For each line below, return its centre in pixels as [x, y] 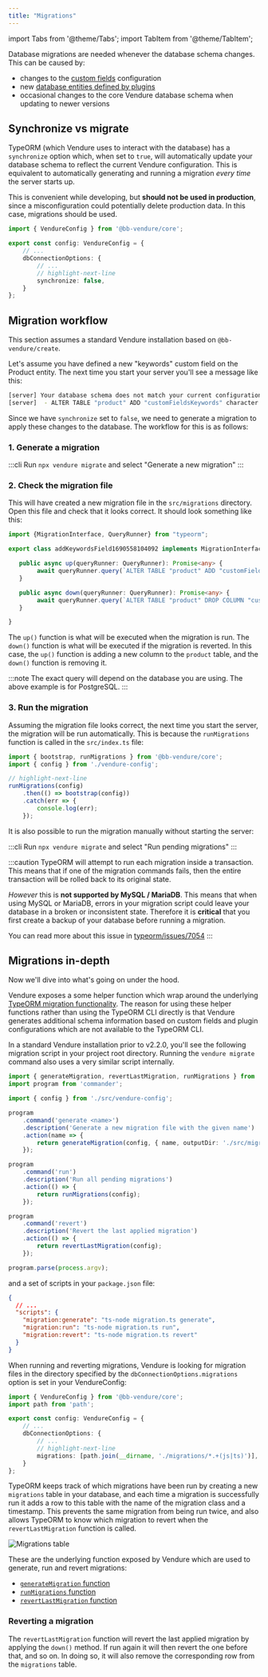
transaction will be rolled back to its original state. [90, 879]
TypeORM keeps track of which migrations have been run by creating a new [133, 1486]
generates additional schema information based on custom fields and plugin [133, 1021]
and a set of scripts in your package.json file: [82, 1283]
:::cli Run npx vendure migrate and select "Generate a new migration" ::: [126, 465]
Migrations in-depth [59, 961]
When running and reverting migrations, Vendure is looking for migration [127, 1365]
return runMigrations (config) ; [89, 1194]
